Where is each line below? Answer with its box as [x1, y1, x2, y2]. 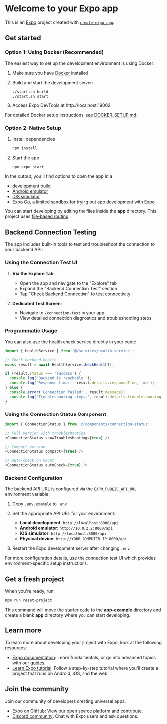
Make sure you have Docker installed [12, 70, 88, 76]
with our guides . [12, 660, 46, 666]
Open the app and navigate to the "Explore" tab [19, 280, 117, 286]
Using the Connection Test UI [5, 259, 78, 266]
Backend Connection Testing [5, 228, 97, 236]
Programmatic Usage [5, 327, 58, 334]
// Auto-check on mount [5, 458, 55, 463]
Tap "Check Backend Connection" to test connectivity [19, 291, 131, 297]
